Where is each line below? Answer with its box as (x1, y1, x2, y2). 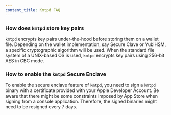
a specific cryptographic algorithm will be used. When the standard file (5, 47, 155, 53)
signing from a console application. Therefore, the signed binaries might (5, 98, 157, 105)
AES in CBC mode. (5, 57, 44, 64)
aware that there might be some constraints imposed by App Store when (5, 93, 158, 99)
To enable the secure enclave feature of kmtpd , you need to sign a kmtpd (5, 82, 156, 88)
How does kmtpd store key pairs (5, 24, 84, 31)
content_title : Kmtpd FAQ (5, 7, 60, 13)
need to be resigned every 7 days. (5, 104, 78, 110)
